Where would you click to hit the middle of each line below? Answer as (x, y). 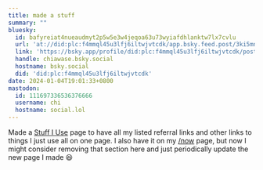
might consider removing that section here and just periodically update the (128, 149)
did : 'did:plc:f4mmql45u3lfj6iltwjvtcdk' (84, 74)
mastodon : (24, 88)
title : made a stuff (42, 15)
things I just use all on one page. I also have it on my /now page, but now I (127, 141)
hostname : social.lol (50, 110)
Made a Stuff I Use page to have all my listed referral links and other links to (130, 132)
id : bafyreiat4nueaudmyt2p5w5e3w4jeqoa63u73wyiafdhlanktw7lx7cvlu (126, 37)
